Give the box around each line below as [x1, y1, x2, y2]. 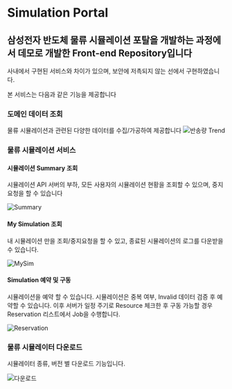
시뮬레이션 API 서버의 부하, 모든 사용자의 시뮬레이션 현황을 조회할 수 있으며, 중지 [7, 180, 224, 189]
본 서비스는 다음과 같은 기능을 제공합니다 [7, 90, 116, 98]
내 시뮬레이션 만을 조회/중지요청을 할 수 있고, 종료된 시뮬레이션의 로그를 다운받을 [7, 236, 224, 245]
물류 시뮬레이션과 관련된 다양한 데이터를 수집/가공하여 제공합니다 [7, 126, 182, 135]
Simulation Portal [7, 5, 109, 21]
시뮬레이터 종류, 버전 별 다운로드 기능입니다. [7, 359, 126, 368]
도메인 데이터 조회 [7, 109, 64, 119]
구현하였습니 [186, 67, 220, 75]
